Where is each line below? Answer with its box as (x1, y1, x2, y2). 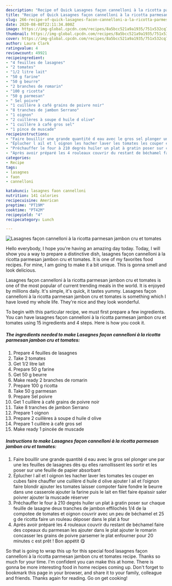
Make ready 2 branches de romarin (13, 377, 87, 383)
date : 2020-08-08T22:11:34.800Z (6, 22, 75, 27)
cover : (6, 36, 20, 42)
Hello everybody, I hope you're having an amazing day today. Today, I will (6, 246, 160, 252)
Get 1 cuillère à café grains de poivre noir (13, 399, 100, 405)
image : (6, 27, 20, 32)
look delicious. (6, 267, 36, 273)
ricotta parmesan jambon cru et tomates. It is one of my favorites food (6, 256, 153, 262)
